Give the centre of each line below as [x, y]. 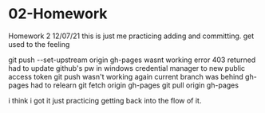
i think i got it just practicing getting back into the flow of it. [105, 100]
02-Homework [58, 14]
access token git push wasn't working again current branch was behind [126, 76]
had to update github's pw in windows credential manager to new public [127, 68]
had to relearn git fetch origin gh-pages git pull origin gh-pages [135, 85]
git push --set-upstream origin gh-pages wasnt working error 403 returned [132, 60]
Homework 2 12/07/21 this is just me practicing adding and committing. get [131, 36]
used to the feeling [39, 44]
